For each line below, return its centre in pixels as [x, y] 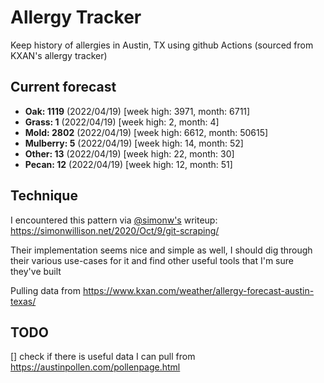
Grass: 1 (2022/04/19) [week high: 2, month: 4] [122, 122]
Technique [44, 196]
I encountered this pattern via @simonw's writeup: [114, 220]
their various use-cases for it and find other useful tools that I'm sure [152, 260]
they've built [36, 271]
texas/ [23, 301]
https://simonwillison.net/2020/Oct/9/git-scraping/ [115, 230]
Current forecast [63, 87]
